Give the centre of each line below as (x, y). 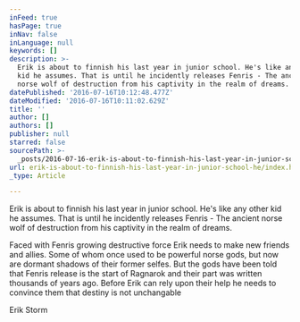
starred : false (37, 142)
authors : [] (31, 126)
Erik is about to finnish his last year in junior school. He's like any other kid (146, 209)
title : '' (28, 109)
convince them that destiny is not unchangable (95, 292)
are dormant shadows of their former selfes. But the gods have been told (143, 264)
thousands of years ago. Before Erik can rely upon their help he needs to (143, 284)
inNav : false (33, 34)
